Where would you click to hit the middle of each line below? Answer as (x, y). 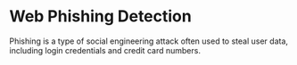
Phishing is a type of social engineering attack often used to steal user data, (148, 41)
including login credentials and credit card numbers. (105, 50)
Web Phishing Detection (100, 16)
